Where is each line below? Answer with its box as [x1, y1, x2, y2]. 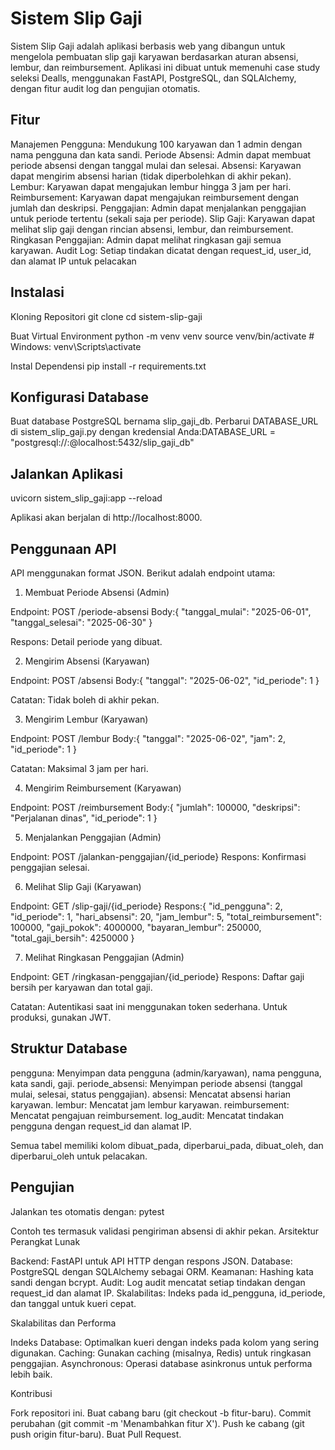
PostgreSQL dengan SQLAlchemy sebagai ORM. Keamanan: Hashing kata [10, 1265, 314, 1277]
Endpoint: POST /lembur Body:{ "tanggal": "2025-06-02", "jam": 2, [10, 733, 287, 744]
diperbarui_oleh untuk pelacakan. [10, 1150, 148, 1162]
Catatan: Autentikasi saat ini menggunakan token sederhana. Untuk [10, 1001, 288, 1012]
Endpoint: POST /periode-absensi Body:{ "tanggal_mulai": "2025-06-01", [10, 606, 312, 617]
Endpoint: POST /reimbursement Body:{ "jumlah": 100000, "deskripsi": [10, 802, 301, 813]
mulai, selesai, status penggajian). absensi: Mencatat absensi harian [10, 1088, 292, 1100]
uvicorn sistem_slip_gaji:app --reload [10, 492, 163, 504]
